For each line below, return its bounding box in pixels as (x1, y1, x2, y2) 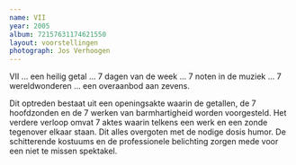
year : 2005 (9, 22, 50, 30)
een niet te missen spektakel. (9, 145, 118, 157)
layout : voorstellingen (9, 38, 99, 48)
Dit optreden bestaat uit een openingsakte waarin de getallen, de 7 (9, 98, 256, 109)
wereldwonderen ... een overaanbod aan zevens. (9, 81, 191, 91)
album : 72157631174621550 (9, 30, 106, 39)
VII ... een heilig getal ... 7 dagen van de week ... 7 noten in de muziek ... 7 (9, 71, 282, 82)
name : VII (9, 13, 47, 22)
